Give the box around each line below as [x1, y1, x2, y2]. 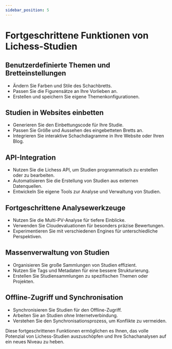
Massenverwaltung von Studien [5, 248, 110, 257]
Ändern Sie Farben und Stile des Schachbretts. [12, 83, 112, 89]
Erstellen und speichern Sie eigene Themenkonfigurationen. [12, 93, 140, 100]
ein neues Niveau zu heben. [5, 338, 65, 344]
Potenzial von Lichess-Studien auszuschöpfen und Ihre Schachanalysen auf [5, 333, 167, 339]
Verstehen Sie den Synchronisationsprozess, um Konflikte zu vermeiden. [12, 318, 167, 324]
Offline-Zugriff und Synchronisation [5, 293, 123, 302]
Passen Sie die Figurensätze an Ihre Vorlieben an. [12, 88, 118, 94]
